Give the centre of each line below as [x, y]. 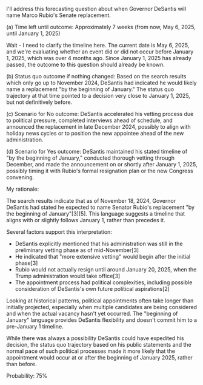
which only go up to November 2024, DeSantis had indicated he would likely [101, 83]
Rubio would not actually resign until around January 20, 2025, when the [106, 269]
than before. [22, 364]
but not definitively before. [39, 102]
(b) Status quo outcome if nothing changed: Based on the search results [96, 76]
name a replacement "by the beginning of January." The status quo [90, 89]
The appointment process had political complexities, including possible [104, 282]
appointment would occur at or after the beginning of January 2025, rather [99, 357]
